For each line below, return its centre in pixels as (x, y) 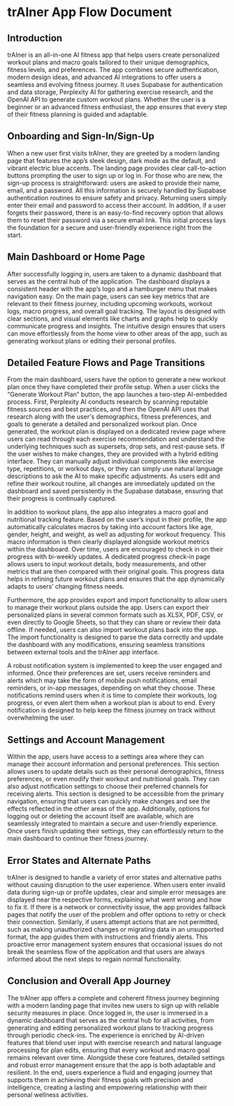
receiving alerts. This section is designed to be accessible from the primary (116, 794)
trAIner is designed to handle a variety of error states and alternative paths (115, 877)
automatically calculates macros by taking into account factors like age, (110, 527)
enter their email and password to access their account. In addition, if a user (117, 205)
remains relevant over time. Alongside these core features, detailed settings (116, 1057)
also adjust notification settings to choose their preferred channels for (108, 786)
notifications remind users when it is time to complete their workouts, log (112, 695)
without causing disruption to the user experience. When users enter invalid (116, 885)
